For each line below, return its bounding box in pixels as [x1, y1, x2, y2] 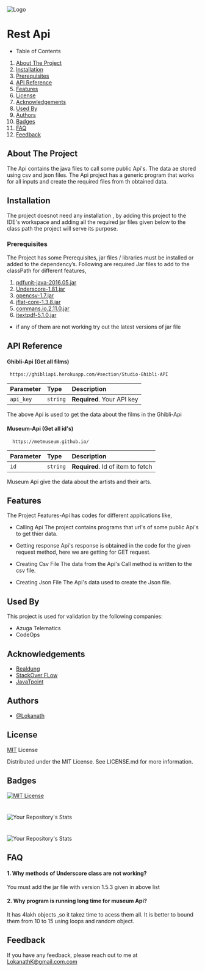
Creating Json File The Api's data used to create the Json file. [15, 579, 171, 586]
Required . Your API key [71, 395, 138, 404]
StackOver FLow [15, 672, 58, 679]
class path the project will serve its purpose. [7, 225, 118, 232]
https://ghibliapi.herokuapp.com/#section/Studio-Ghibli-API [9, 371, 168, 378]
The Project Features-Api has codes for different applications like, [7, 512, 173, 519]
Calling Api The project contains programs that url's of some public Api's [15, 524, 199, 531]
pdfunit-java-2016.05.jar [15, 278, 77, 286]
